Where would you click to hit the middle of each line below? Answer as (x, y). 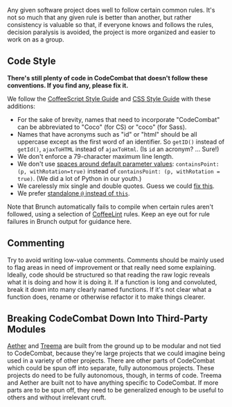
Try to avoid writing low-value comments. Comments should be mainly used (116, 260)
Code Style (32, 61)
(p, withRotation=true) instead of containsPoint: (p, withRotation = (118, 171)
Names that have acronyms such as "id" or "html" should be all (107, 134)
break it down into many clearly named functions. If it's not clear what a (109, 289)
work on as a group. (36, 40)
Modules (27, 330)
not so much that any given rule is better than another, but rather (99, 17)
